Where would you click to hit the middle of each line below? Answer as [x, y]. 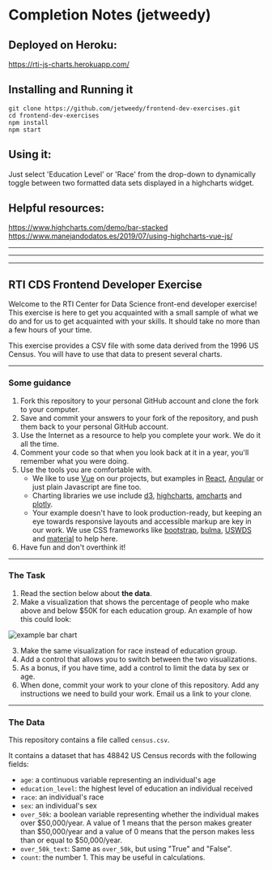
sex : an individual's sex [58, 806]
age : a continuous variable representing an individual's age [118, 780]
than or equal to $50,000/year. [71, 840]
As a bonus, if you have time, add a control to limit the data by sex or [134, 667]
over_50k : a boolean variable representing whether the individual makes [139, 814]
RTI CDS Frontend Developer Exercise [105, 284]
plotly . [42, 504]
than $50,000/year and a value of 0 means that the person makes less [137, 832]
